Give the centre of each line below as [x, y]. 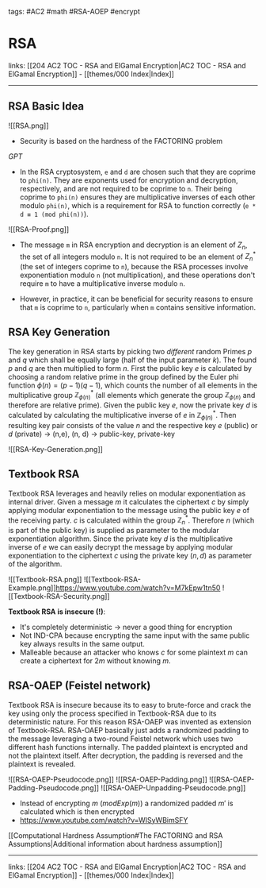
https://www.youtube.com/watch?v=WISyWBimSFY [104, 820]
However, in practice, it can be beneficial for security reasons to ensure [136, 299]
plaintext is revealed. [42, 764]
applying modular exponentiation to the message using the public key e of [129, 510]
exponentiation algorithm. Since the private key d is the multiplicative [121, 539]
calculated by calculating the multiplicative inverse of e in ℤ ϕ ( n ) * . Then [122, 415]
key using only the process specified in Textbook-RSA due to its [112, 713]
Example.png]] [32, 588]
